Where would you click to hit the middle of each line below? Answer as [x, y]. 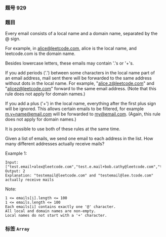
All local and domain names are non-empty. [51, 211]
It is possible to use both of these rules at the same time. [63, 129]
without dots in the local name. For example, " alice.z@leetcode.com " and [80, 83]
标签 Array [17, 229]
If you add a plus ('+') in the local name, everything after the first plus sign [81, 104]
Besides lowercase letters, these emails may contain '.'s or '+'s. [70, 63]
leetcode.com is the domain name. [40, 54]
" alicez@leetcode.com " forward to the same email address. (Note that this [81, 89]
